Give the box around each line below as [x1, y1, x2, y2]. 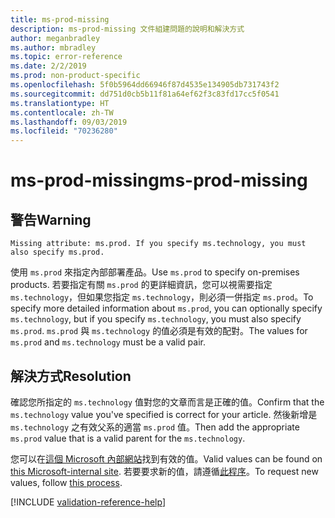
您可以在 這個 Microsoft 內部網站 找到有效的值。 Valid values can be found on [10, 452, 323, 465]
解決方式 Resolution [10, 367, 132, 385]
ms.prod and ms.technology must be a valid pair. [10, 336, 206, 348]
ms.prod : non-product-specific [10, 71, 141, 81]
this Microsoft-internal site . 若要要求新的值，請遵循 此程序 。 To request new [10, 465, 319, 477]
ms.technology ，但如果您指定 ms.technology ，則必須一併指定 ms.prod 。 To [10, 291, 314, 303]
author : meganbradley [10, 33, 101, 43]
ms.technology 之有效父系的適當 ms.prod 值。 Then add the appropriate [10, 421, 300, 433]
